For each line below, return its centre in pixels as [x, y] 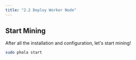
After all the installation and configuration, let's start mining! [68, 43]
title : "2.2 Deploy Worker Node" [41, 10]
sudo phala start [24, 53]
